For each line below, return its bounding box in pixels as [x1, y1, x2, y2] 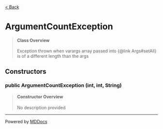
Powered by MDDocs [5, 118, 48, 124]
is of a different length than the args [16, 53, 89, 59]
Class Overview [16, 37, 50, 43]
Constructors [5, 67, 47, 76]
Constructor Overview [16, 94, 64, 100]
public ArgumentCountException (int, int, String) [5, 82, 122, 89]
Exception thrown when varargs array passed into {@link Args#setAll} [16, 48, 157, 54]
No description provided [16, 104, 66, 111]
